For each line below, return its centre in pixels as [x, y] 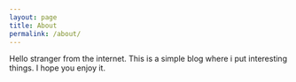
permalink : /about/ [45, 34]
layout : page [33, 17]
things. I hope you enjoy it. [58, 68]
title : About [33, 26]
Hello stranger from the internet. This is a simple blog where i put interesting [148, 59]
